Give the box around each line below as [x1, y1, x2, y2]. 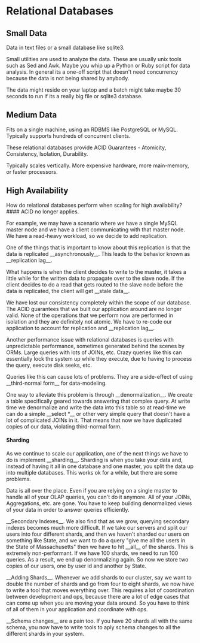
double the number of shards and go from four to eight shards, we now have [6, 580, 195, 587]
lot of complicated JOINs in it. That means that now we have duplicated [6, 416, 182, 424]
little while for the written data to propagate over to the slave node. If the [6, 274, 184, 282]
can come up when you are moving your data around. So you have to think [6, 599, 190, 606]
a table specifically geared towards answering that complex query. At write [6, 397, 190, 404]
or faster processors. [6, 168, 58, 175]
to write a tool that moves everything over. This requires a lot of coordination [6, 586, 195, 594]
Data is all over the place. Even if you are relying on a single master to [6, 487, 178, 494]
